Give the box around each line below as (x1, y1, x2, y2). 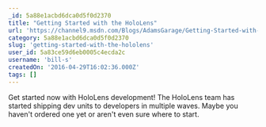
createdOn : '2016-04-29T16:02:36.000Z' (8, 63, 140, 71)
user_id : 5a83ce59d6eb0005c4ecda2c (8, 48, 126, 56)
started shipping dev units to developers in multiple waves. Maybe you (8, 101, 239, 110)
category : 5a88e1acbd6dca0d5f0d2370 (8, 33, 129, 42)
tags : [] (8, 71, 37, 79)
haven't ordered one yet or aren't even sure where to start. (8, 109, 199, 119)
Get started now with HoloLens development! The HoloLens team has (8, 92, 235, 102)
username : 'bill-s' (8, 56, 73, 64)
